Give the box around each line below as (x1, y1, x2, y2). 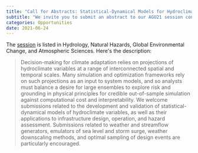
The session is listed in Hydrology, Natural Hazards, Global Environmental (6, 41, 184, 48)
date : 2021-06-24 (6, 25, 49, 31)
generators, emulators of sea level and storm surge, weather (20, 128, 168, 135)
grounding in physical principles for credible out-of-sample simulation (20, 90, 190, 97)
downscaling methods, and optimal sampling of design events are (20, 134, 181, 141)
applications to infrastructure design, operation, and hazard (20, 115, 166, 122)
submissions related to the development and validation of (20, 102, 160, 109)
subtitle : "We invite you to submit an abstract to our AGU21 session (6, 14, 183, 20)
